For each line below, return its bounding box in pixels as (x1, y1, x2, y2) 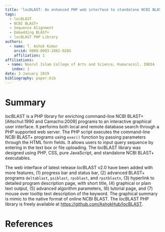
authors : (5, 39, 23, 44)
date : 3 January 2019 (5, 71, 50, 76)
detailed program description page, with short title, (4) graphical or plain (5, 180, 151, 186)
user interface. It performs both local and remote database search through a (5, 123, 160, 129)
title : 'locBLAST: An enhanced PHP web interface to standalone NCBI (5, 7, 151, 12)
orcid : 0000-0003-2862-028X (14, 48, 71, 53)
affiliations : (5, 58, 34, 62)
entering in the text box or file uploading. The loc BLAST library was (5, 145, 141, 150)
